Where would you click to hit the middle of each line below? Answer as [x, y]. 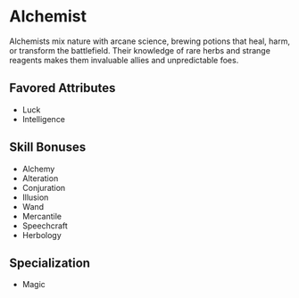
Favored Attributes [62, 88]
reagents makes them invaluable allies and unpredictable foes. [124, 60]
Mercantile [42, 216]
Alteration [40, 178]
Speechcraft [45, 226]
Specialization [50, 263]
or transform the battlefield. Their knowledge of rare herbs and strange [140, 50]
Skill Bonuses [48, 148]
